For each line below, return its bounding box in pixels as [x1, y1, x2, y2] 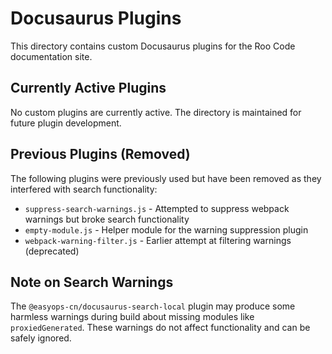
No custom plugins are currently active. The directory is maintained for [10, 106, 302, 118]
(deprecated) [24, 245, 80, 257]
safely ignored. [10, 332, 72, 344]
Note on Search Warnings [10, 273, 174, 291]
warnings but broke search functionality [24, 213, 190, 225]
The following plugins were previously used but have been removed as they [10, 172, 322, 184]
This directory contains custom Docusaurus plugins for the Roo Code [10, 40, 296, 52]
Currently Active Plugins [10, 80, 167, 97]
